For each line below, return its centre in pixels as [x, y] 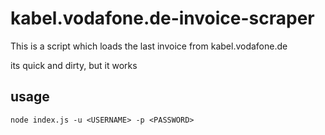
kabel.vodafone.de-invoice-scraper [162, 18]
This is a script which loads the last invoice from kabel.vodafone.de [149, 46]
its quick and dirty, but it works [74, 65]
